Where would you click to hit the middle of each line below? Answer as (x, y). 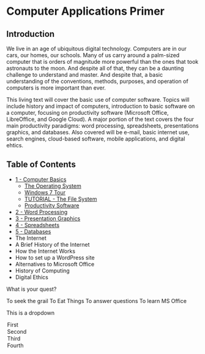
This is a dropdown (31, 313)
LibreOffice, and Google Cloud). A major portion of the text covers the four (100, 119)
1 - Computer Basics (41, 179)
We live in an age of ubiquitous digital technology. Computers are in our (96, 48)
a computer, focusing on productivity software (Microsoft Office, (88, 113)
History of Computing (43, 271)
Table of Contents (41, 165)
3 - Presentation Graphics (48, 218)
